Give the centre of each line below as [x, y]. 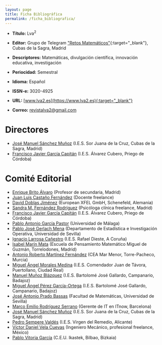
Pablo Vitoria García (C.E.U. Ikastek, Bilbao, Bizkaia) [64, 337]
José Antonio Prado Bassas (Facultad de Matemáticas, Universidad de [83, 296]
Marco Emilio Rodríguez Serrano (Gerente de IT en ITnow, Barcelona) [82, 306]
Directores [27, 130]
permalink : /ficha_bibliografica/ [40, 19]
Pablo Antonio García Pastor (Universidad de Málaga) [66, 223]
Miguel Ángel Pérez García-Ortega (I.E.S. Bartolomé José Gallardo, [79, 285]
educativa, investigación [37, 63]
